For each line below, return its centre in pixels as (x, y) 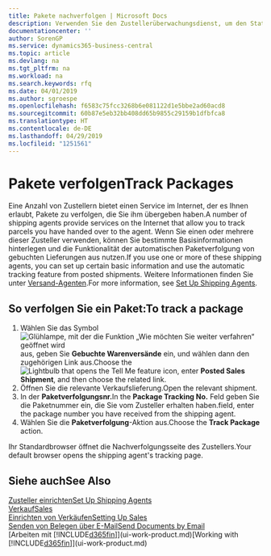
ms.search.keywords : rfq (50, 83)
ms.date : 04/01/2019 (43, 91)
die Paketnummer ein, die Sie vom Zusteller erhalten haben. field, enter (137, 406)
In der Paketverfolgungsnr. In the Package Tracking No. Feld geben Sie (140, 397)
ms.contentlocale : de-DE (50, 128)
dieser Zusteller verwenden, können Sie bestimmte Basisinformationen (126, 240)
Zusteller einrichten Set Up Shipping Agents (80, 500)
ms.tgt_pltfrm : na (39, 69)
